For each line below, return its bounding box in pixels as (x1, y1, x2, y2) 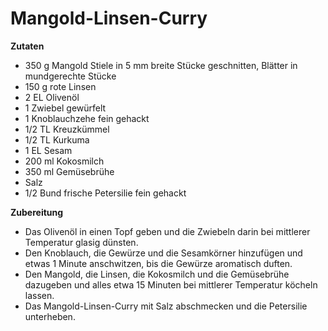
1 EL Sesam (24, 144, 73, 156)
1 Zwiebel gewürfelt (24, 102, 107, 114)
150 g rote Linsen (24, 80, 97, 92)
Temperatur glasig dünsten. (24, 236, 139, 248)
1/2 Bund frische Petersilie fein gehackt (24, 187, 187, 199)
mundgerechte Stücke (24, 70, 117, 82)
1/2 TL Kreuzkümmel (24, 123, 110, 135)
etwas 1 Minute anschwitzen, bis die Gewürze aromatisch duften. (24, 257, 293, 269)
